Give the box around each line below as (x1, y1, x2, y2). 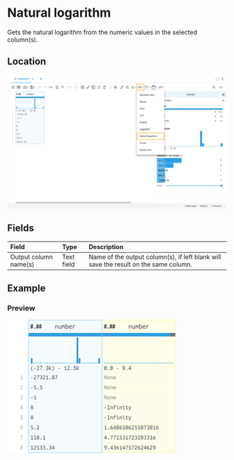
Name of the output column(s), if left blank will (88, 253, 221, 261)
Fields (7, 222, 35, 235)
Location (7, 56, 47, 68)
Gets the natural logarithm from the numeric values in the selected (7, 28, 198, 36)
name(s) (10, 260, 35, 269)
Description (88, 243, 124, 251)
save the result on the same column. (88, 260, 193, 269)
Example (7, 283, 46, 295)
